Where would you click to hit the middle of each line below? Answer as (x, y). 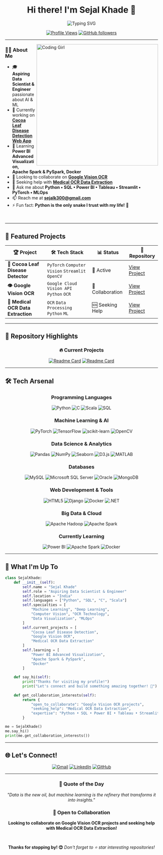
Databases (81, 467)
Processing (59, 308)
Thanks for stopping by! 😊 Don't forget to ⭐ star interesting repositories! (81, 847)
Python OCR (59, 294)
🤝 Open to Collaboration (81, 812)
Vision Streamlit (66, 271)
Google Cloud (62, 284)
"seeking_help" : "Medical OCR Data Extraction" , (81, 709)
